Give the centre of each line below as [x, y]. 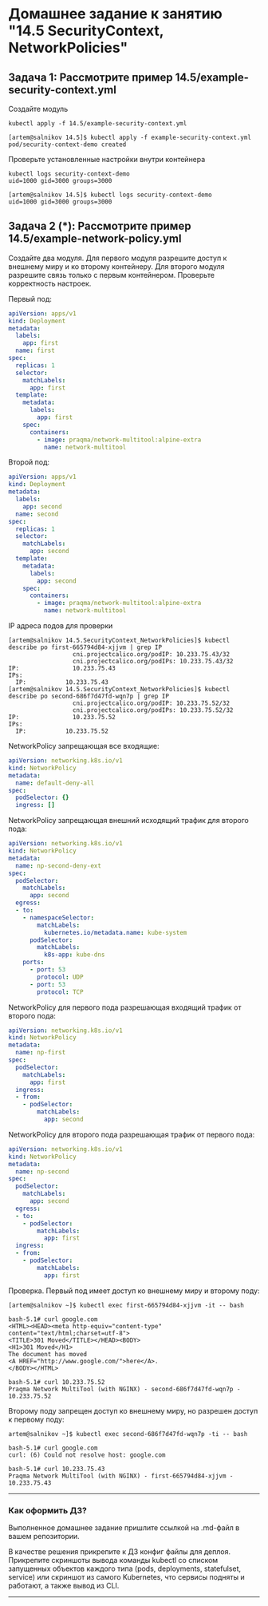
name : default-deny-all [55, 783]
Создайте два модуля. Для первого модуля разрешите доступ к [118, 258]
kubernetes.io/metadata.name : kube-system [115, 932]
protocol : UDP [60, 977]
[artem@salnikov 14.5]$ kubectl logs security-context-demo [110, 195]
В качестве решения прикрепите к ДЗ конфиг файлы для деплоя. [120, 1551]
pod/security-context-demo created [67, 144]
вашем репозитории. [44, 1536]
